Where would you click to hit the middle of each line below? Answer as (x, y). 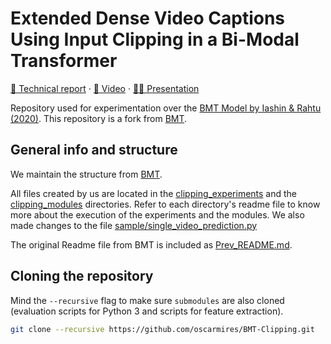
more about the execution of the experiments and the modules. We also (157, 214)
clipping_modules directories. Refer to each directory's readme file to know (165, 204)
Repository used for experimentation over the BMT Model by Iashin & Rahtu (166, 108)
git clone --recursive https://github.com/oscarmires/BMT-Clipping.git (162, 329)
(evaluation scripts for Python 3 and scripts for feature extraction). (147, 311)
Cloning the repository (82, 276)
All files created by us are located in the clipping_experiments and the (154, 193)
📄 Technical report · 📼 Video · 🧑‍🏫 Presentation (105, 88)
